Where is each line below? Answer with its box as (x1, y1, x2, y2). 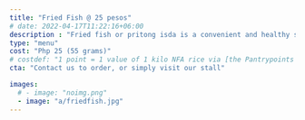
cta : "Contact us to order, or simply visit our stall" (9, 64, 225, 73)
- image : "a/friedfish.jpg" (17, 97, 124, 106)
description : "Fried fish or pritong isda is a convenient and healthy (9, 30, 290, 39)
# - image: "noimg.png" (17, 88, 107, 97)
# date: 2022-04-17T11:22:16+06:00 (9, 22, 144, 31)
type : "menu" (9, 38, 59, 48)
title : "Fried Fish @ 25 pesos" (9, 13, 132, 23)
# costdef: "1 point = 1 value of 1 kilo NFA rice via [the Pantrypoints (9, 55, 295, 64)
